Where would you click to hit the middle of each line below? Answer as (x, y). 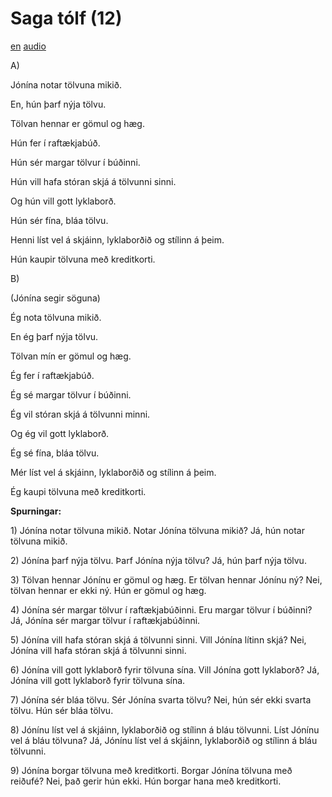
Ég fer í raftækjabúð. (52, 375)
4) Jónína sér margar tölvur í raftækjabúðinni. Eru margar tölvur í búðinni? (161, 609)
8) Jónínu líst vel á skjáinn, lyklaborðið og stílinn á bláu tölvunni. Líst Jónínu (165, 729)
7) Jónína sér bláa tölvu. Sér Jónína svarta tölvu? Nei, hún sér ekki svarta (161, 699)
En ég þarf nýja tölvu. (54, 336)
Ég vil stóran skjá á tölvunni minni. (80, 414)
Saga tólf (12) (66, 18)
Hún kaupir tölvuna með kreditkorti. (83, 259)
